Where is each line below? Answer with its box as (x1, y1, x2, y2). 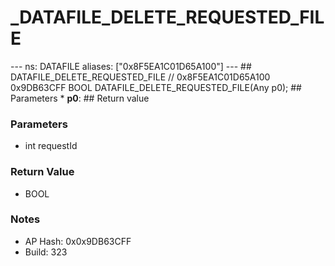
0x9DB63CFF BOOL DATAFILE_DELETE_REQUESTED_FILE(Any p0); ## (10, 81, 302, 93)
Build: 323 (24, 246, 68, 258)
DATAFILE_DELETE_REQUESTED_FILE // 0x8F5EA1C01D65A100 (10, 71, 271, 83)
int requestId (24, 140, 78, 152)
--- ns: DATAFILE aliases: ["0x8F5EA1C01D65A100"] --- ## (10, 60, 252, 72)
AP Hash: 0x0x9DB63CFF (24, 235, 132, 247)
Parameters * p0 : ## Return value (10, 92, 150, 104)
